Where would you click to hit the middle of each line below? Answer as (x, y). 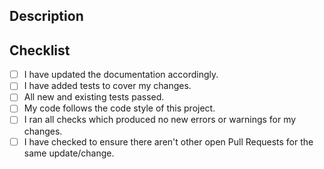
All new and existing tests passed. (94, 97)
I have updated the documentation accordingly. (121, 75)
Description (46, 16)
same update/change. (69, 153)
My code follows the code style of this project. (119, 108)
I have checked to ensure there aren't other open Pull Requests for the (168, 141)
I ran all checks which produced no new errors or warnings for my (160, 120)
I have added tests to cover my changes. (107, 86)
